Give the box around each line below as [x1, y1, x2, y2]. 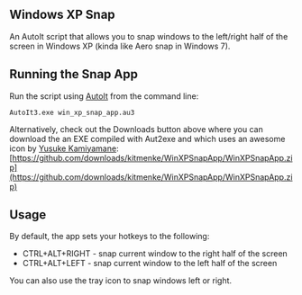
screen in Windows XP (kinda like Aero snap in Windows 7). [9, 40, 231, 51]
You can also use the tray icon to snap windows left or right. [9, 275, 233, 286]
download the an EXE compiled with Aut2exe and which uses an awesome [9, 133, 286, 144]
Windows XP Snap [9, 7, 115, 22]
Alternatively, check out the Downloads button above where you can [9, 123, 263, 134]
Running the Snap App [9, 67, 138, 82]
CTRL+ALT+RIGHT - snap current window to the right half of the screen [22, 248, 288, 259]
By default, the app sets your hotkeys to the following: [9, 231, 210, 242]
